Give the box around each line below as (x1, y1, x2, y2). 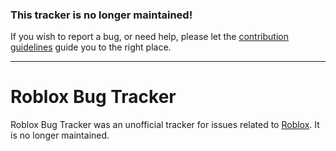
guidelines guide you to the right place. (10, 41, 172, 53)
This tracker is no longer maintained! (10, 8, 193, 22)
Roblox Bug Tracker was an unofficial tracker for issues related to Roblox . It (10, 119, 320, 131)
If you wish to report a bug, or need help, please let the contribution (10, 31, 289, 43)
